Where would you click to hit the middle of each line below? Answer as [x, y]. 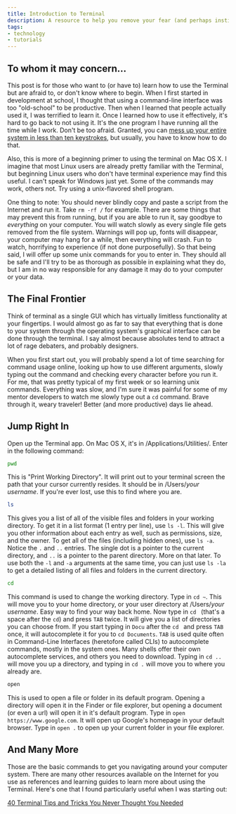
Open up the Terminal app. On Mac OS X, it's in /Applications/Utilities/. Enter [118, 443]
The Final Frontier [47, 299]
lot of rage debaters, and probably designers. [73, 346]
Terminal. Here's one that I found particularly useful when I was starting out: [117, 789]
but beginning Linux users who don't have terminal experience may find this [117, 174]
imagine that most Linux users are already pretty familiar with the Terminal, [116, 166]
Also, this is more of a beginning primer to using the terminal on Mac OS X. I [117, 158]
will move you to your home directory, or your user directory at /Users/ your [116, 605]
